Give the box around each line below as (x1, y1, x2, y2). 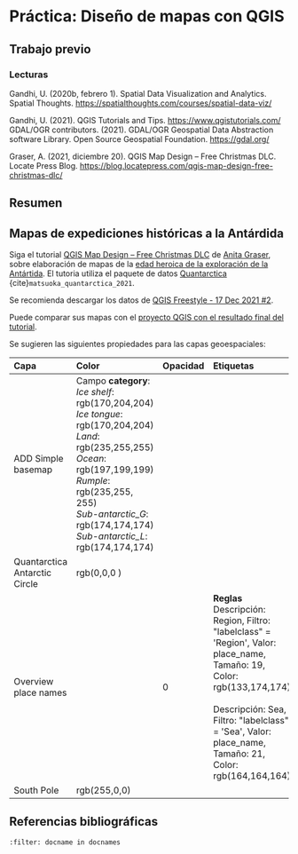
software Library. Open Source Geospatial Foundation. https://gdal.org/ (9, 133, 270, 144)
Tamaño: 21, (212, 747, 266, 760)
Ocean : (75, 453, 106, 465)
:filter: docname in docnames (9, 837, 122, 847)
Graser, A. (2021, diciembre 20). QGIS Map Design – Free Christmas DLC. (9, 151, 277, 162)
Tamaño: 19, (212, 659, 266, 671)
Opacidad (162, 360, 205, 372)
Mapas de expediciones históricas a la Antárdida (9, 225, 284, 241)
